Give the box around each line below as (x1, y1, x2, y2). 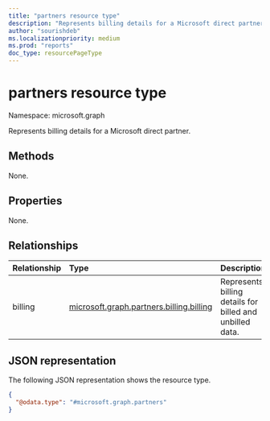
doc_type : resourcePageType (8, 49, 103, 57)
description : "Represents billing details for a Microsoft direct (8, 19, 235, 27)
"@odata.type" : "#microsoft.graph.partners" (15, 398, 167, 407)
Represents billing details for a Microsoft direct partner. (8, 126, 191, 135)
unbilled (219, 316, 251, 328)
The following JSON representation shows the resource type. (8, 375, 211, 385)
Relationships (8, 238, 79, 252)
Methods (8, 150, 55, 163)
